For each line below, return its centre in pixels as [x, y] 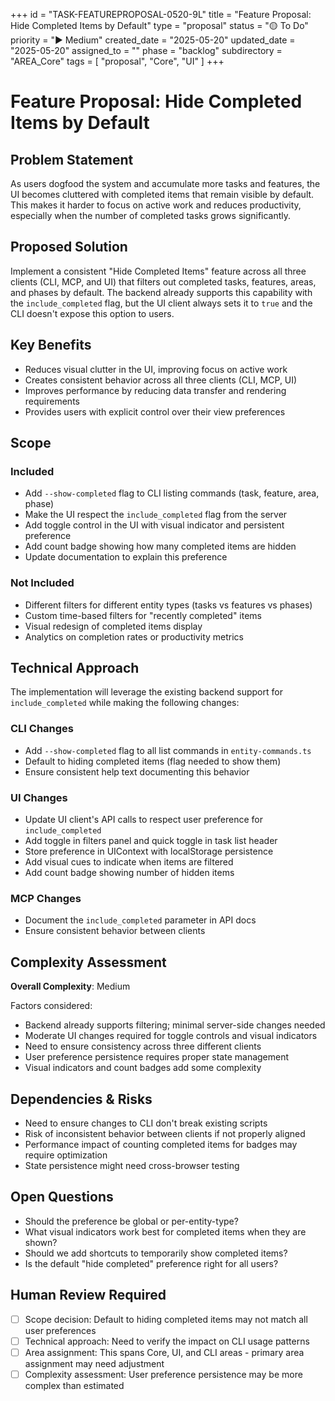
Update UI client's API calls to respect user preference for [143, 820]
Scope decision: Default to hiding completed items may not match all [166, 1319]
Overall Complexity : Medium [70, 986]
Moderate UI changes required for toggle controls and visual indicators [171, 1036]
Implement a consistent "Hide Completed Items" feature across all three [158, 271]
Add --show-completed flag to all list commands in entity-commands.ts [168, 750]
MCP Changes [46, 898]
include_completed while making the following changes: [125, 703]
